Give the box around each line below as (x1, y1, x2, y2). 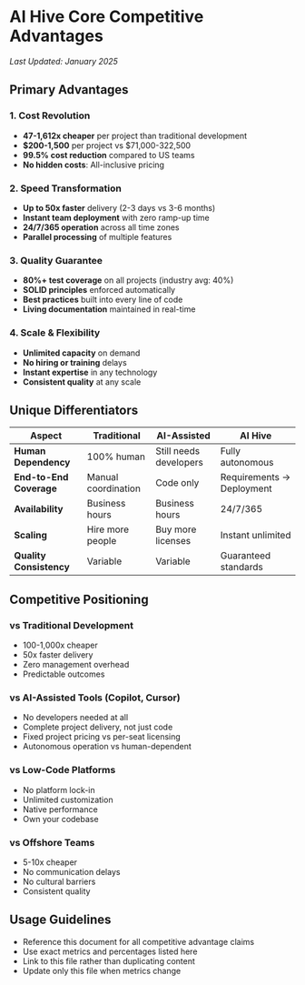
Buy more (155, 523, 197, 536)
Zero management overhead (22, 659, 130, 670)
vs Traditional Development (9, 618, 134, 631)
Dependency (14, 457, 71, 469)
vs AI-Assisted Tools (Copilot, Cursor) (9, 691, 181, 704)
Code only (155, 477, 200, 489)
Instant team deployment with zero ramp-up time (22, 212, 211, 223)
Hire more (86, 523, 130, 536)
